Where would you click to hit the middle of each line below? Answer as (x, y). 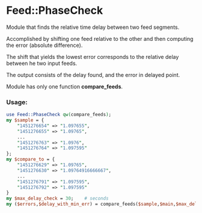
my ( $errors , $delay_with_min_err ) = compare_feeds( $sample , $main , (91, 204)
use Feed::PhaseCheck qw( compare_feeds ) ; (59, 115)
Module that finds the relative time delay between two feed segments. (93, 27)
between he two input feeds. (42, 63)
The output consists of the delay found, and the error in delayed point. (93, 75)
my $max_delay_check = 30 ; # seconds (58, 199)
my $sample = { (25, 120)
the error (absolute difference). (44, 45)
